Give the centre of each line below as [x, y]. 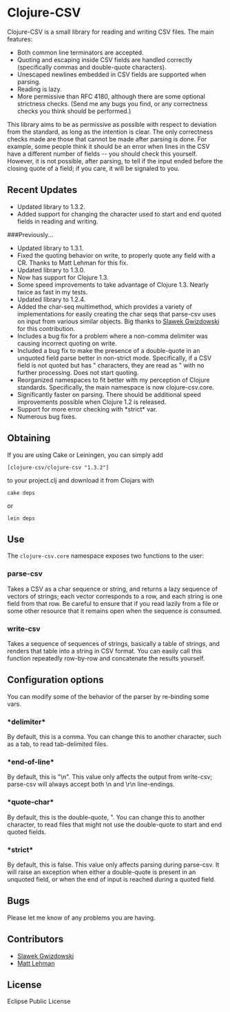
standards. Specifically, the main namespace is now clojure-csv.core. [116, 387]
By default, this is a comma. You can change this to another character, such [114, 737]
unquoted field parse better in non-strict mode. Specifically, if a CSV [114, 358]
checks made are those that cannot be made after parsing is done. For [107, 139]
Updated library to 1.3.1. [50, 248]
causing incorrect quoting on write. [67, 343]
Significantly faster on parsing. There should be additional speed [109, 394]
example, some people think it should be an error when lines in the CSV [108, 146]
